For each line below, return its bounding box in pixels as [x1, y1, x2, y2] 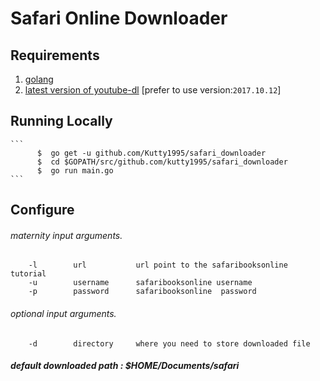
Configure [10, 202, 75, 219]
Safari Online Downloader [10, 7, 228, 30]
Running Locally [10, 113, 113, 130]
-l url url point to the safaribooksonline [28, 260, 288, 271]
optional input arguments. [10, 308, 117, 319]
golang [24, 73, 54, 85]
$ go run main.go [36, 165, 114, 176]
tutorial [10, 269, 47, 279]
